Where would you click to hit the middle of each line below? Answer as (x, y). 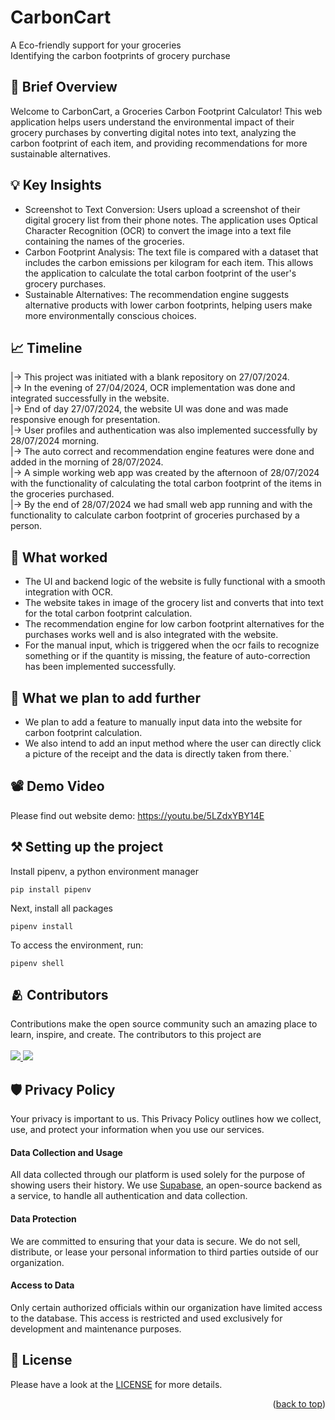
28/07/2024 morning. (55, 441)
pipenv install (42, 926)
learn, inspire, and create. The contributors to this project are (136, 1035)
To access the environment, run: (77, 945)
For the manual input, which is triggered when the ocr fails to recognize (172, 645)
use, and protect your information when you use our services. (137, 1130)
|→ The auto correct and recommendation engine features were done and (162, 452)
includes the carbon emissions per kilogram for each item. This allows (169, 262)
